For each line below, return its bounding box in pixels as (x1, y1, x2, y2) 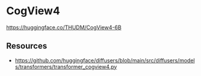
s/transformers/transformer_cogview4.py (14, 63, 117, 70)
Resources (6, 41, 47, 51)
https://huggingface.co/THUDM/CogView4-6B (6, 24, 122, 31)
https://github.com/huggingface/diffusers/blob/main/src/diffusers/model (14, 56, 195, 64)
